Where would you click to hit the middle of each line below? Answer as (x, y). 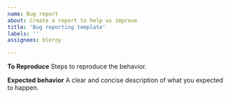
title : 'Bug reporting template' (57, 27)
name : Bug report (33, 14)
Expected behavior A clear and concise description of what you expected (115, 80)
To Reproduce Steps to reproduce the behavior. (77, 66)
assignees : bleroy (34, 40)
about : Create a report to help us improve (73, 21)
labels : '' (23, 34)
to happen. (23, 88)
